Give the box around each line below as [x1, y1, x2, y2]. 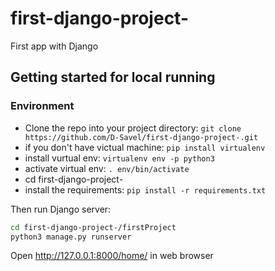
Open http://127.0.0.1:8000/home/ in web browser [10, 250, 214, 262]
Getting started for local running [10, 69, 216, 86]
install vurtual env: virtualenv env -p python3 [24, 152, 215, 164]
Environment [10, 99, 75, 113]
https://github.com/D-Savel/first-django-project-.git [24, 132, 259, 142]
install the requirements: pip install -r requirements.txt [24, 183, 267, 196]
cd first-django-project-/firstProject [10, 222, 177, 232]
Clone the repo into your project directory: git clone [24, 122, 242, 134]
